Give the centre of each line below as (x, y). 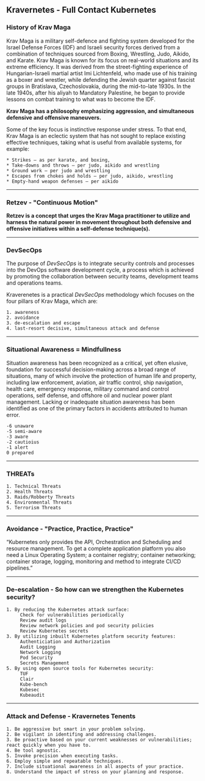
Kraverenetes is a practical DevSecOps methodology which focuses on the (100, 295)
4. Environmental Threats (39, 502)
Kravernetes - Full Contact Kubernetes (81, 10)
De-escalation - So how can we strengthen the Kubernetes (95, 590)
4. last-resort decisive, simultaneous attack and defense (83, 329)
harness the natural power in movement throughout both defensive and (99, 222)
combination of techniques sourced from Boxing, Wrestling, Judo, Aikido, (98, 54)
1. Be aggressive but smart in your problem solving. (76, 729)
